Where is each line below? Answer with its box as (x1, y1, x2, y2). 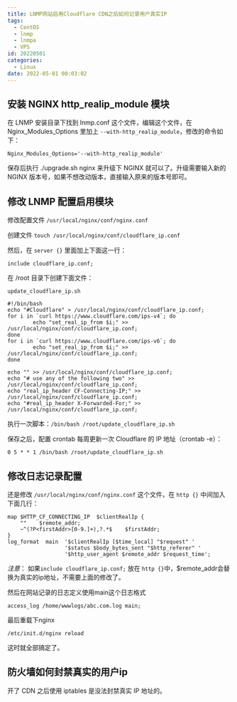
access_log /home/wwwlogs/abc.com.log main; (7, 602, 141, 609)
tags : (7, 17, 23, 24)
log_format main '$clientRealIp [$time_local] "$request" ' (7, 538, 195, 545)
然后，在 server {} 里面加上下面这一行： (7, 246, 127, 255)
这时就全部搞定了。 (7, 643, 64, 651)
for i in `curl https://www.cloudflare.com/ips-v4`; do (7, 313, 176, 320)
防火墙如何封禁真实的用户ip (7, 666, 128, 679)
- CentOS (13, 23, 40, 31)
